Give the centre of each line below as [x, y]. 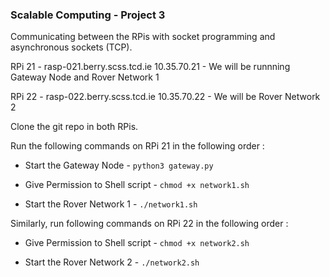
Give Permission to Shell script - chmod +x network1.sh [137, 185]
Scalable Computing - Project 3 [88, 15]
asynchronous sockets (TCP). [71, 47]
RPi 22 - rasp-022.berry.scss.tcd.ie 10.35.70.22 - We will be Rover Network [165, 97]
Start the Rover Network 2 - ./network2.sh [112, 262]
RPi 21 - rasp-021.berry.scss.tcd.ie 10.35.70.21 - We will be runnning [150, 67]
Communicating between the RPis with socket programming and [143, 37]
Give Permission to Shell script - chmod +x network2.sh [137, 243]
